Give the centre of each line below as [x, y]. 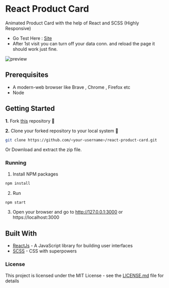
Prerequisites [27, 75]
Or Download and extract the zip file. [44, 150]
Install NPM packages [35, 174]
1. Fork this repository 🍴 [30, 121]
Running [16, 163]
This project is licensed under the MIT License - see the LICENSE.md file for [85, 275]
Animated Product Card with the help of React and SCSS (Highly [72, 23]
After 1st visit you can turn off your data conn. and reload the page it [84, 43]
